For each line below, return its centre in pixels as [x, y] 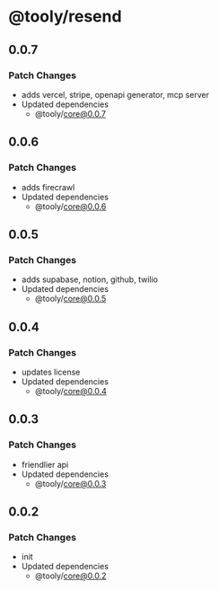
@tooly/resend [65, 17]
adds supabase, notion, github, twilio [90, 279]
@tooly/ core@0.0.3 [70, 483]
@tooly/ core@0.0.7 [70, 113]
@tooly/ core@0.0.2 [70, 576]
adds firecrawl [48, 187]
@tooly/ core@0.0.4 [70, 391]
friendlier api [45, 464]
